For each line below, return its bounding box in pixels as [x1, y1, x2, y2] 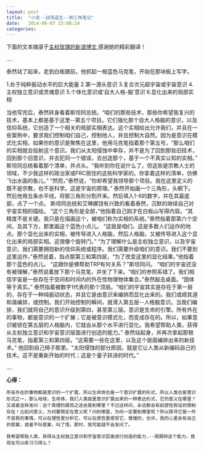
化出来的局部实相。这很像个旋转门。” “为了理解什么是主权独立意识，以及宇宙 [6, 238, 196, 245]
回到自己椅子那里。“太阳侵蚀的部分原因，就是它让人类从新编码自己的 [23, 344, 196, 351]
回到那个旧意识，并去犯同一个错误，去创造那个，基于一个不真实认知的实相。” [6, 154, 198, 161]
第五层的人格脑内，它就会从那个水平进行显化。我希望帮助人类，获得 [27, 321, 198, 328]
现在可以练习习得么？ [6, 440, 52, 446]
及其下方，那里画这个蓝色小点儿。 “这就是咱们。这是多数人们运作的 [16, 223, 186, 230]
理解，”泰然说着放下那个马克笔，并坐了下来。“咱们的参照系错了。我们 [16, 268, 189, 276]
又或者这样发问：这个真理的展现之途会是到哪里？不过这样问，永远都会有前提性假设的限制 [6, 402, 196, 409]
